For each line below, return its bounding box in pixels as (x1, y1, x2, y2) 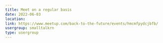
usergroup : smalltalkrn (5, 26, 54, 31)
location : (5, 16, 26, 21)
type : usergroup (5, 30, 39, 35)
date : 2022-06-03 (5, 12, 41, 17)
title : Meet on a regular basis (5, 7, 72, 12)
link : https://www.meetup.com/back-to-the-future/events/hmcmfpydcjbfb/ (5, 21, 159, 26)
